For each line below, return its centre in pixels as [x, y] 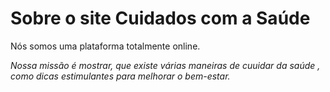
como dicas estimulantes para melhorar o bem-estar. [120, 76]
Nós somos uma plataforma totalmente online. [105, 46]
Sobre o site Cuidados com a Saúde [160, 18]
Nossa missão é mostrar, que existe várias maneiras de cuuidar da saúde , [165, 65]
